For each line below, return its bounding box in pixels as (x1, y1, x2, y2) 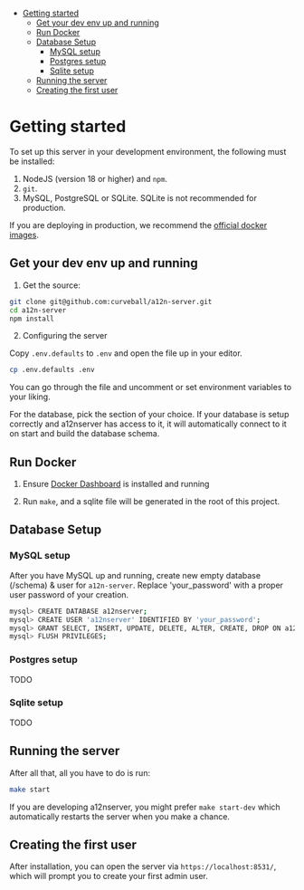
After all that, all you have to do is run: (9, 767, 151, 778)
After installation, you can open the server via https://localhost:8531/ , (9, 861, 277, 872)
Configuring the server (22, 330, 108, 341)
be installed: (9, 156, 55, 167)
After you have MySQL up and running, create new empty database (9, 569, 261, 580)
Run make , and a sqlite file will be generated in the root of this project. (22, 496, 280, 507)
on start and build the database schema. (9, 428, 160, 439)
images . (9, 229, 39, 240)
